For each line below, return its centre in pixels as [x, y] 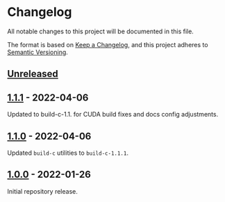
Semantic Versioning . [37, 52]
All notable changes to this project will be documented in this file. [101, 31]
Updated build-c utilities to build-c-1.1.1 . [68, 153]
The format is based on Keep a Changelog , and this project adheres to [108, 44]
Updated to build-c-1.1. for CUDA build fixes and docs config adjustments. [113, 115]
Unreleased [33, 74]
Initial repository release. [42, 191]
